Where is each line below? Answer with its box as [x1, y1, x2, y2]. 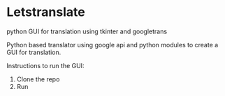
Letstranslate [6, 4, 85, 20]
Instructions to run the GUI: [6, 61, 85, 70]
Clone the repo [16, 74, 60, 83]
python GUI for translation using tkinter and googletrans [6, 27, 168, 35]
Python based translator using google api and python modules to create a [6, 40, 219, 49]
